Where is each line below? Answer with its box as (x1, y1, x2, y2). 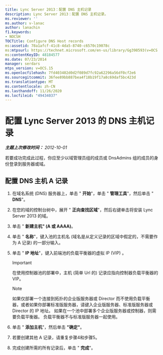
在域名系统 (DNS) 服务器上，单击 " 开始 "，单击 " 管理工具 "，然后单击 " (12, 191, 154, 196)
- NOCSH (5, 35, 21, 39)
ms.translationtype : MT (5, 79, 54, 84)
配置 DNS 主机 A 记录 (5, 177, 68, 185)
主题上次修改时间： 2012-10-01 (5, 144, 67, 151)
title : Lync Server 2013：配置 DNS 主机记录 (5, 7, 91, 12)
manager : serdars (5, 61, 40, 66)
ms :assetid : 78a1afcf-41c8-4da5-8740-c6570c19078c (5, 43, 110, 48)
